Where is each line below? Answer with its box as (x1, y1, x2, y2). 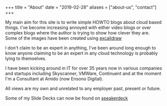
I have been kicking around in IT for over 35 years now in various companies (5, 65, 163, 71)
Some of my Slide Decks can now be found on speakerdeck (5, 95, 128, 101)
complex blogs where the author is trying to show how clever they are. (5, 30, 150, 35)
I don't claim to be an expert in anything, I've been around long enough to (5, 45, 156, 50)
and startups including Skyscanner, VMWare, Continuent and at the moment (5, 70, 162, 76)
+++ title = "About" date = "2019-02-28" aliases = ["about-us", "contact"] (5, 4, 157, 10)
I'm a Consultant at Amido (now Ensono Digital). (5, 76, 104, 81)
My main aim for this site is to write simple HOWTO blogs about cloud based (5, 19, 162, 25)
